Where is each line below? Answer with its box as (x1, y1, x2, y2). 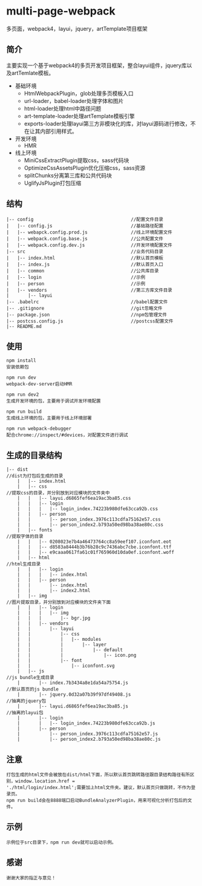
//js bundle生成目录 (6, 675, 54, 681)
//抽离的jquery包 (6, 698, 47, 704)
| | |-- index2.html (17, 588, 91, 594)
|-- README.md (6, 323, 42, 329)
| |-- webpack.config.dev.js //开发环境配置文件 (6, 242, 172, 248)
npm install (6, 358, 36, 364)
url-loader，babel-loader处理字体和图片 (24, 97, 124, 104)
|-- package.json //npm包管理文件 (6, 312, 168, 318)
